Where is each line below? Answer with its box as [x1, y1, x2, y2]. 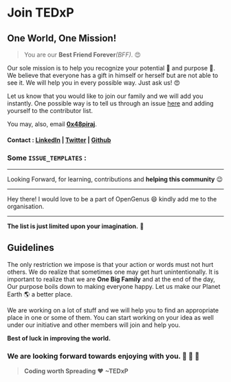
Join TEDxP [7, 5, 74, 21]
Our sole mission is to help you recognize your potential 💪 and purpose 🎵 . [7, 64, 215, 72]
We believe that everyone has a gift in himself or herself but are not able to [7, 71, 219, 79]
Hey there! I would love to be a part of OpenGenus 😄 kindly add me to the [7, 194, 217, 203]
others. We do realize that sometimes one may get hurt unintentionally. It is [7, 268, 219, 276]
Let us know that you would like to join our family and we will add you [7, 92, 203, 100]
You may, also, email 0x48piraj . [7, 120, 98, 128]
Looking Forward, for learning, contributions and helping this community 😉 [7, 174, 223, 183]
